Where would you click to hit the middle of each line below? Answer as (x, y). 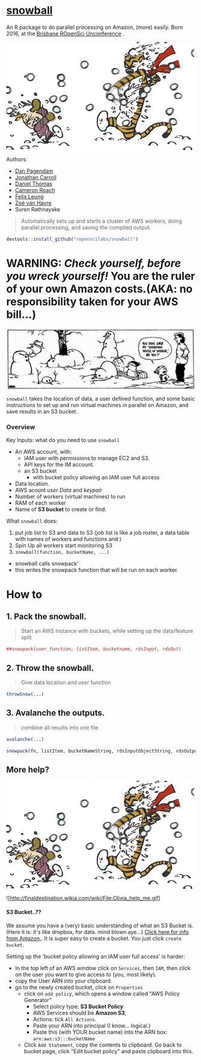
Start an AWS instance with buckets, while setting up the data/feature (107, 631)
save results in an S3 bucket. (42, 412)
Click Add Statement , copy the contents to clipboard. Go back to (103, 1045)
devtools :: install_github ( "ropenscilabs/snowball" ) (72, 239)
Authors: (17, 159)
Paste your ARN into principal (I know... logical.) (92, 1025)
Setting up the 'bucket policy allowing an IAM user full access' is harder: (96, 956)
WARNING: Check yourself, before (94, 263)
